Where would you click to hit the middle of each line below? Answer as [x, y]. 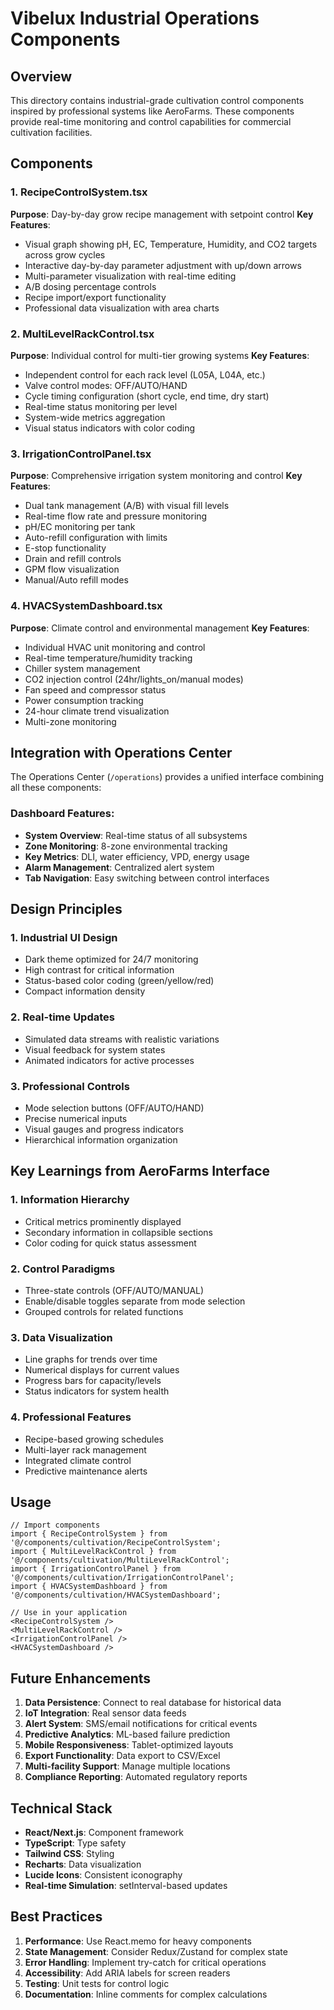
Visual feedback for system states [95, 1049]
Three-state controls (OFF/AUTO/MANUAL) [114, 1290]
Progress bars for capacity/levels [93, 1381]
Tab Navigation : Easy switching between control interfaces [147, 878]
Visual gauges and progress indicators [104, 1129]
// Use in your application [69, 1613]
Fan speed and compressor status [95, 689]
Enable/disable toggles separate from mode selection [135, 1301]
